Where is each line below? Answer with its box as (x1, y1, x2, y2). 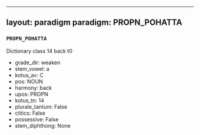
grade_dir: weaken (14, 59, 61, 66)
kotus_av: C (14, 71, 43, 79)
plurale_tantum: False (14, 103, 67, 110)
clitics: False (14, 109, 46, 117)
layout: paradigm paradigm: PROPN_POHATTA (6, 17, 183, 27)
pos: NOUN (14, 78, 43, 85)
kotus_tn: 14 (14, 96, 45, 104)
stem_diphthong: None (14, 122, 71, 129)
